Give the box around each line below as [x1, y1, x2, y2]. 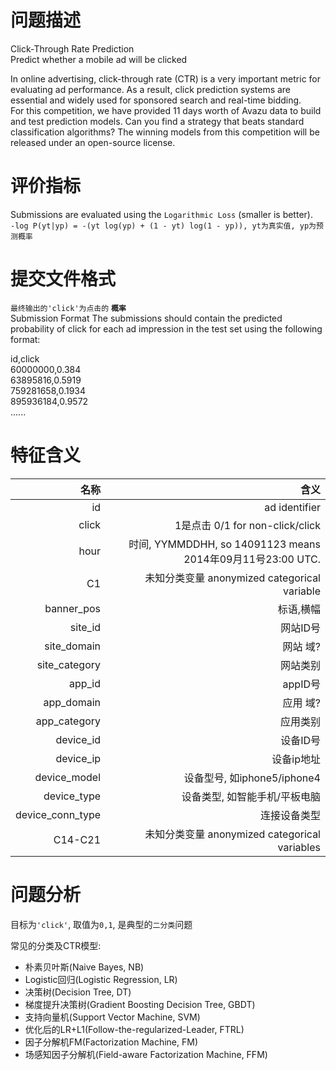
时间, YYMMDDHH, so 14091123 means [128, 537, 321, 551]
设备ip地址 [271, 752, 321, 766]
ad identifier [264, 500, 321, 514]
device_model [34, 770, 102, 784]
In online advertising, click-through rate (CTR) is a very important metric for [10, 72, 322, 85]
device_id [55, 732, 102, 746]
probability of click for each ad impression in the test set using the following [10, 322, 323, 335]
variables [277, 840, 321, 854]
